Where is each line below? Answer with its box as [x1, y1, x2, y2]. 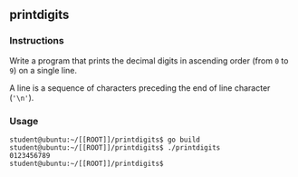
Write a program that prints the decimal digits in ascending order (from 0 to [9, 54, 289, 66]
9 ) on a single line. [9, 64, 77, 75]
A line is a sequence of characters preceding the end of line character [9, 82, 271, 93]
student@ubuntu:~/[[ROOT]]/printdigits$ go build [9, 135, 201, 144]
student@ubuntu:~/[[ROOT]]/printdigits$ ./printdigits [9, 143, 221, 152]
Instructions [9, 34, 65, 47]
